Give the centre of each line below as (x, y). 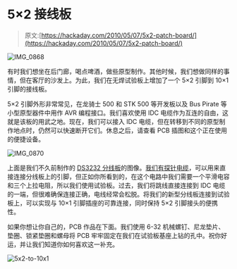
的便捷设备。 (26, 139)
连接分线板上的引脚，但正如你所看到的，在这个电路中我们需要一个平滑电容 (121, 176)
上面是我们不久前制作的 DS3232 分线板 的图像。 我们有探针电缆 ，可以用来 (114, 168)
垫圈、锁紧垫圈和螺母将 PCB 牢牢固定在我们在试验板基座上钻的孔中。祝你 (114, 235)
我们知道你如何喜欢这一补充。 (75, 244)
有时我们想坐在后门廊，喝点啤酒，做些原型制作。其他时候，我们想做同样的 (115, 71)
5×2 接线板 (39, 14)
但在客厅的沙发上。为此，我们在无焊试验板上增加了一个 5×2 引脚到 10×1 (124, 80)
